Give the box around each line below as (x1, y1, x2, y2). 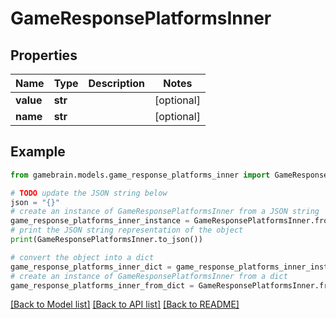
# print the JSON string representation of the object (10, 225, 244, 236)
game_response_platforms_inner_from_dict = (10, 280, 195, 291)
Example (10, 143, 66, 161)
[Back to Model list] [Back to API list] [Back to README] (10, 298, 240, 311)
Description (88, 77, 145, 90)
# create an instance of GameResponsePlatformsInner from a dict (10, 271, 288, 281)
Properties (10, 47, 78, 64)
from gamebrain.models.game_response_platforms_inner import (10, 170, 271, 180)
